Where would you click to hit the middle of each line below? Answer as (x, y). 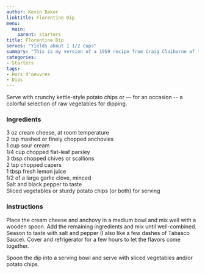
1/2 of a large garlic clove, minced (49, 178)
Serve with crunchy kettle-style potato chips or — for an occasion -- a (95, 97)
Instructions (25, 206)
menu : (13, 23)
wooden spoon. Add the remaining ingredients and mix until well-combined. (102, 227)
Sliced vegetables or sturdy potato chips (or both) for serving (83, 191)
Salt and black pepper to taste (44, 184)
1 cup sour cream (28, 146)
